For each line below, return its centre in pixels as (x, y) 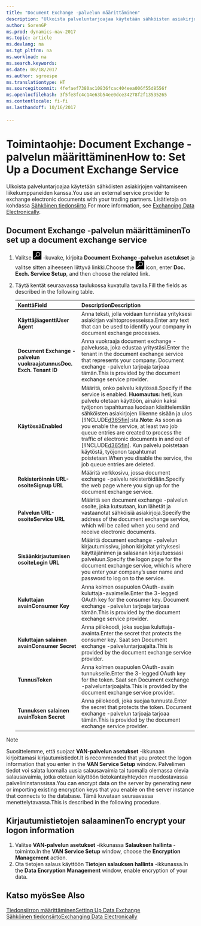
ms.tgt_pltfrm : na (29, 51)
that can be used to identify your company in (136, 327)
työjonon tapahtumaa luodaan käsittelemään (136, 407)
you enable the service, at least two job (130, 426)
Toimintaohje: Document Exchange (95, 144)
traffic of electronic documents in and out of (136, 439)
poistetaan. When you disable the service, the (137, 458)
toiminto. (26, 851)
